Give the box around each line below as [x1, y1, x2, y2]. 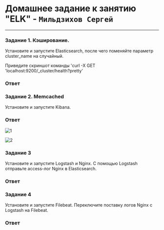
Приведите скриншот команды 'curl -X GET [5, 63, 96, 69]
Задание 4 [5, 191, 32, 198]
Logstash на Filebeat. [5, 207, 48, 213]
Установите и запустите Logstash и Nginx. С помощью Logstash [5, 161, 138, 166]
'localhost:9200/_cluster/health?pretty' [5, 68, 83, 74]
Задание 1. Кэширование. [5, 37, 70, 44]
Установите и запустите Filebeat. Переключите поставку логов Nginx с [5, 202, 153, 208]
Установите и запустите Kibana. [5, 104, 71, 110]
